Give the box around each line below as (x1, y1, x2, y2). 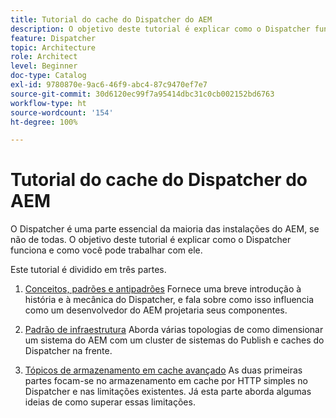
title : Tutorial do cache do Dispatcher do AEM (10, 14, 213, 25)
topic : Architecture (10, 42, 97, 53)
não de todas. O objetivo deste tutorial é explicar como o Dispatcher (10, 234, 292, 246)
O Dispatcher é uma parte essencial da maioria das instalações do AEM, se (10, 223, 320, 235)
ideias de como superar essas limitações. (24, 396, 196, 408)
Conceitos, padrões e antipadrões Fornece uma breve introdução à (24, 283, 302, 295)
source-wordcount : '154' (10, 107, 114, 118)
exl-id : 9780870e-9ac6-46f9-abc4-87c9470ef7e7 (10, 80, 208, 90)
